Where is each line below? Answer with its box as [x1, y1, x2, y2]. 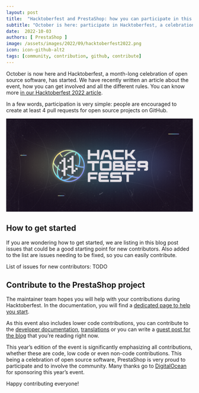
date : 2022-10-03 [6, 28, 52, 34]
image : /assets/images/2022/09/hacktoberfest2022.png [6, 41, 142, 47]
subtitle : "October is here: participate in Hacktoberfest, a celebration [6, 22, 195, 28]
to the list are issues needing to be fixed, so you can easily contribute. [6, 251, 177, 258]
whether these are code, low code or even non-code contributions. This [6, 350, 182, 357]
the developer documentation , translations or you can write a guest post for [6, 326, 191, 333]
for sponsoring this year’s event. [6, 369, 85, 376]
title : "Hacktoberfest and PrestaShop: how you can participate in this [6, 15, 192, 22]
